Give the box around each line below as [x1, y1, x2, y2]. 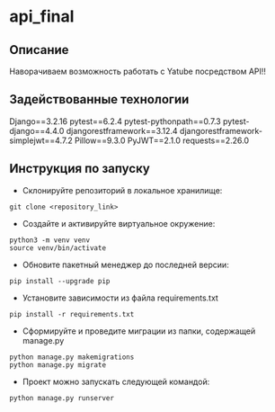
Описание [9, 42, 69, 58]
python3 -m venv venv [9, 236, 91, 245]
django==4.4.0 [9, 125, 65, 136]
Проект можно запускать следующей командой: [22, 376, 210, 387]
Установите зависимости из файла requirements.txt [22, 292, 218, 303]
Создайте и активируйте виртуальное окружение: [22, 218, 216, 228]
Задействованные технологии [9, 92, 190, 107]
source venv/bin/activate [9, 243, 106, 253]
